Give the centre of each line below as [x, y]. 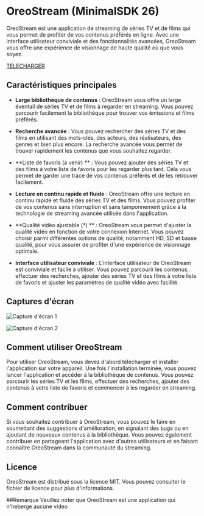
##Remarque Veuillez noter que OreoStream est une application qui [91, 500]
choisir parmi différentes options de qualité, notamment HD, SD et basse [106, 238]
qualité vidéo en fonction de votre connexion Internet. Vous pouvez [99, 231]
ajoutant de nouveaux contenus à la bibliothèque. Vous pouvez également [99, 435]
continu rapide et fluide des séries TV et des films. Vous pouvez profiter [105, 200]
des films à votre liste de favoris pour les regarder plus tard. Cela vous [103, 169]
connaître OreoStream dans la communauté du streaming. [79, 448]
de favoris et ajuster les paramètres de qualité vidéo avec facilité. [97, 282]
